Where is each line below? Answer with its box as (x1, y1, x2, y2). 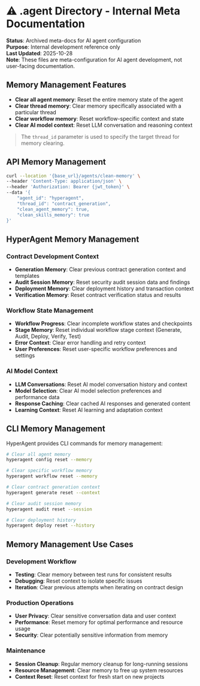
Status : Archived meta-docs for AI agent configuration (6, 37, 141, 44)
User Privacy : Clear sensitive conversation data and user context (14, 612, 177, 620)
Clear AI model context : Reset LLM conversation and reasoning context (14, 121, 193, 129)
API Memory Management (6, 157, 107, 167)
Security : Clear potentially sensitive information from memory (14, 631, 168, 639)
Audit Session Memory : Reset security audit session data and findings (14, 278, 190, 286)
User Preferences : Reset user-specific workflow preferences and (14, 346, 177, 353)
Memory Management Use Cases (6, 539, 134, 550)
